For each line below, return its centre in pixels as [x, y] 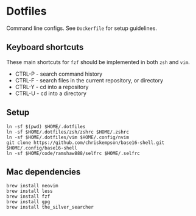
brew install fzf [28, 196]
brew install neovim [33, 186]
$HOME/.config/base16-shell [42, 148]
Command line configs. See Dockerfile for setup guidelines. [82, 28]
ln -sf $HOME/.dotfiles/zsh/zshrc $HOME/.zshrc [68, 132]
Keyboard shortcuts [45, 47]
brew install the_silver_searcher [50, 207]
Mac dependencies [44, 172]
